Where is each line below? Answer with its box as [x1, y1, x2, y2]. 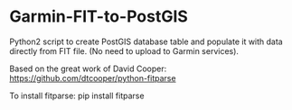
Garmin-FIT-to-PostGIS [9, 6, 188, 27]
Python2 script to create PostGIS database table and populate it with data [9, 36, 283, 47]
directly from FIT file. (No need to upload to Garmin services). [9, 45, 240, 56]
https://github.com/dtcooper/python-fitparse [9, 72, 176, 83]
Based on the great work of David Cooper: [9, 63, 167, 74]
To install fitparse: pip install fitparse [9, 90, 145, 101]
